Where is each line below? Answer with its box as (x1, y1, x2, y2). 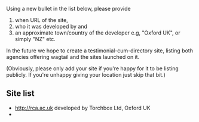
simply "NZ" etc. (14, 36, 56, 42)
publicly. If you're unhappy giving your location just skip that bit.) (6, 71, 166, 78)
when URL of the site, (14, 17, 69, 23)
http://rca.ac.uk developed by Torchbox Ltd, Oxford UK (14, 104, 151, 111)
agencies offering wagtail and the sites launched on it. (6, 54, 140, 60)
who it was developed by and (14, 23, 88, 30)
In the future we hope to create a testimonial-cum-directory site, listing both (6, 47, 193, 54)
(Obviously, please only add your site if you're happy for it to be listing (6, 65, 179, 72)
